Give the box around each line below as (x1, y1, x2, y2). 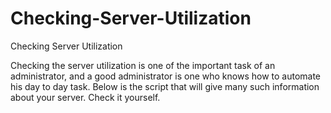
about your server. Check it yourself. (10, 91, 161, 103)
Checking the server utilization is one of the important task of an (10, 59, 276, 71)
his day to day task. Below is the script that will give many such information (10, 80, 320, 92)
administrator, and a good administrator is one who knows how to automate (10, 70, 322, 82)
